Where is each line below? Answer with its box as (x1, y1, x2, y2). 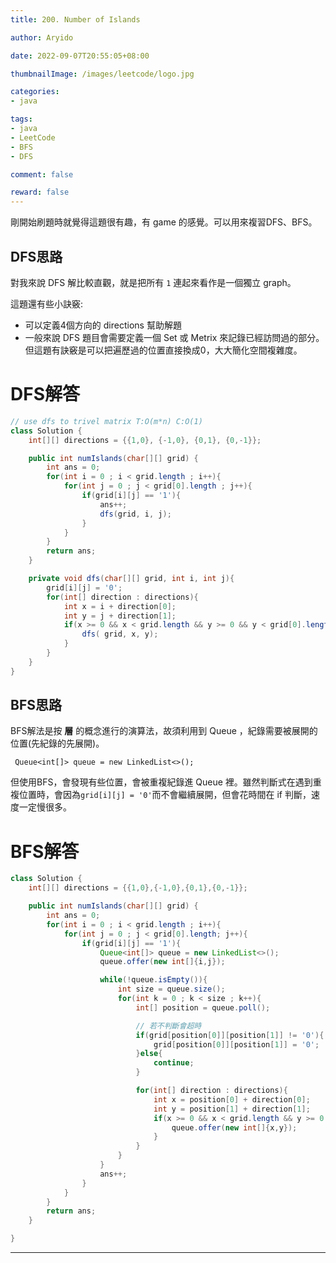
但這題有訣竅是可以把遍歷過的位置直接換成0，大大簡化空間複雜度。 (24, 344, 303, 356)
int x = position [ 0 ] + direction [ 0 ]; (153, 1094, 311, 1105)
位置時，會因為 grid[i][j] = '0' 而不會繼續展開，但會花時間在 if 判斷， (18, 789, 312, 801)
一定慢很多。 (18, 801, 72, 813)
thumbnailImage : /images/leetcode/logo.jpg (10, 69, 195, 79)
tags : (10, 114, 33, 125)
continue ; (153, 1058, 195, 1068)
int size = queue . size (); (117, 984, 226, 995)
